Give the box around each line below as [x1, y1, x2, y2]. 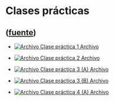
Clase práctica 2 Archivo [40, 55, 100, 61]
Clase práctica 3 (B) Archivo [40, 78, 109, 84]
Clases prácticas [5, 4, 90, 18]
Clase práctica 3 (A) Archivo [40, 66, 109, 73]
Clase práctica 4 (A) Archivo [40, 89, 109, 95]
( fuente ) [5, 28, 37, 38]
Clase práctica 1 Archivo [40, 43, 99, 50]
